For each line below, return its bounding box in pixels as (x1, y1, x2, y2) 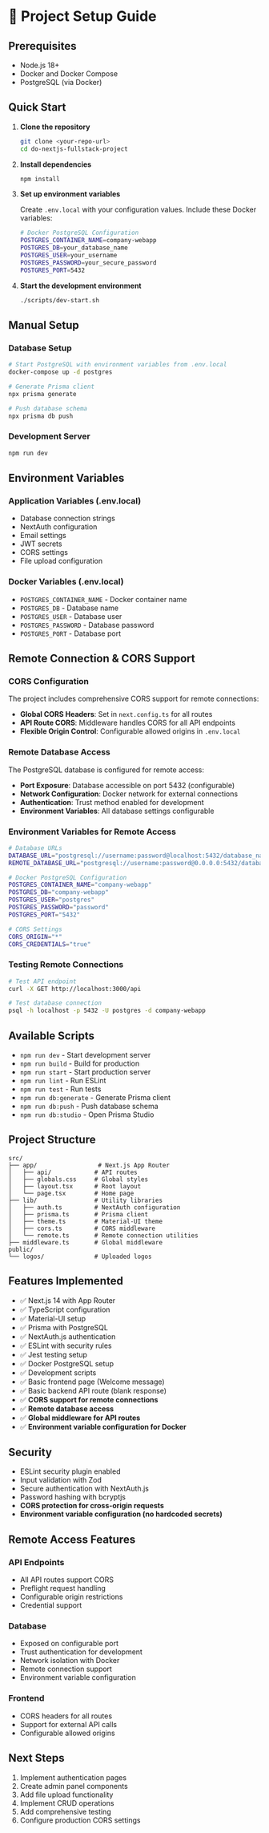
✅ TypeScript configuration (19, 1305, 110, 1314)
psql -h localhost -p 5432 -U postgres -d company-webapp (8, 1006, 206, 1015)
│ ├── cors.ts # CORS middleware (8, 1224, 156, 1232)
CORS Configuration (8, 675, 90, 686)
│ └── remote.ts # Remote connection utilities (8, 1231, 199, 1240)
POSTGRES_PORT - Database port (19, 629, 122, 638)
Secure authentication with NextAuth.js (19, 1483, 150, 1494)
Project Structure (8, 1133, 96, 1147)
